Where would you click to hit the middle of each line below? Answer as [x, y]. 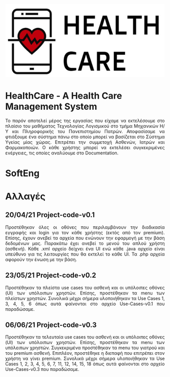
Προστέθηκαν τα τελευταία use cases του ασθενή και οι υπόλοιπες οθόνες [85, 337]
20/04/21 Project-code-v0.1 [50, 215]
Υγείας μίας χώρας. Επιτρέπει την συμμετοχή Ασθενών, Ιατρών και [85, 142]
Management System [51, 107]
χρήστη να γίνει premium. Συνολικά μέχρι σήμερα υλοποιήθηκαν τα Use [85, 359]
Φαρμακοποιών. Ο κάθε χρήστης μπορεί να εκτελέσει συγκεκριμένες [85, 147]
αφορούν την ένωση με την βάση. [41, 259]
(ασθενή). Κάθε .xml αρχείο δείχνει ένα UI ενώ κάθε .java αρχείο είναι [85, 248]
